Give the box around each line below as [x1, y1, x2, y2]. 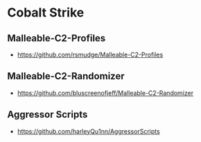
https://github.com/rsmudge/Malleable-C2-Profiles [17, 50, 164, 59]
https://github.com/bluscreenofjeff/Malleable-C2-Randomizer [17, 88, 194, 97]
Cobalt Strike [7, 5, 85, 21]
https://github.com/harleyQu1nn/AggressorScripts [17, 127, 161, 135]
